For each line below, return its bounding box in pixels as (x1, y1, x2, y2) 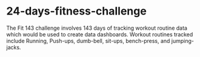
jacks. (6, 44, 21, 51)
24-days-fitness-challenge (6, 4, 147, 18)
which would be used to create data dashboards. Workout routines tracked (6, 30, 193, 38)
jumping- (171, 37, 195, 44)
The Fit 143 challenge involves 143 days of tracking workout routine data (6, 24, 188, 32)
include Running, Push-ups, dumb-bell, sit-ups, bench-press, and (6, 37, 170, 44)
